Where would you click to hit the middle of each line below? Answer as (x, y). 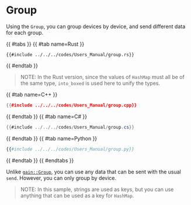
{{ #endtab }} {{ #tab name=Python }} (52, 138)
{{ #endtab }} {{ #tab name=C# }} (47, 116)
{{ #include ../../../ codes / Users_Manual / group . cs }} (70, 127)
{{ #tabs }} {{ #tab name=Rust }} (45, 44)
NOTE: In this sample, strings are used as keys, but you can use (97, 189)
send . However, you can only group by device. (61, 178)
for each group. (25, 32)
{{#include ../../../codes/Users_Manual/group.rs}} (70, 54)
